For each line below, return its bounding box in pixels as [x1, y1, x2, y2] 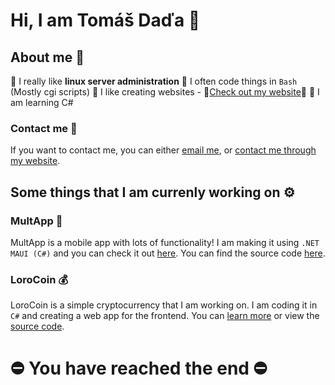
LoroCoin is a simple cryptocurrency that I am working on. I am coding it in [10, 299, 318, 311]
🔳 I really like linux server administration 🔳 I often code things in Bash [10, 75, 298, 87]
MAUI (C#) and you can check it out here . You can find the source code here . [10, 247, 326, 259]
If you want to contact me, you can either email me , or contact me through [10, 144, 317, 156]
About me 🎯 [10, 49, 85, 66]
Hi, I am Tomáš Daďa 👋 [10, 9, 201, 32]
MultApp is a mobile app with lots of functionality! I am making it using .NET [10, 236, 320, 248]
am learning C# [10, 97, 74, 108]
